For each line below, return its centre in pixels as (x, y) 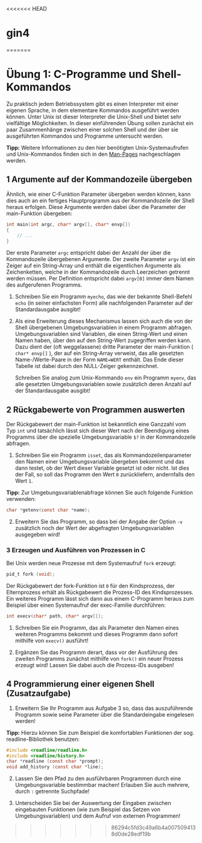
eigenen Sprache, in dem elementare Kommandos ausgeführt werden (93, 110)
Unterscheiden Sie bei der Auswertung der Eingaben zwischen (93, 803)
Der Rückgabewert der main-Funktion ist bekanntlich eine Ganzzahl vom (96, 424)
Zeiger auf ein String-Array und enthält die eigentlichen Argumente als (93, 266)
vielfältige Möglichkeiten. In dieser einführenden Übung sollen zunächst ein (100, 123)
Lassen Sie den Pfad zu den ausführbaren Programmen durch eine (98, 778)
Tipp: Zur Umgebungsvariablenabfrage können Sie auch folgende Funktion (99, 493)
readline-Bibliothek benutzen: (43, 739)
